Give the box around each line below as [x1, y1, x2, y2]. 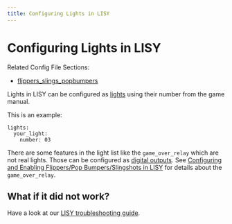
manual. [7, 97, 30, 105]
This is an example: [7, 110, 62, 119]
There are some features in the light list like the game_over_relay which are [7, 148, 220, 157]
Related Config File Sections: [7, 63, 90, 71]
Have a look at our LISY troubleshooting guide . [7, 209, 141, 217]
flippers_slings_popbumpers [17, 76, 98, 85]
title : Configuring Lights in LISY [7, 10, 110, 17]
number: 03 [19, 136, 51, 143]
